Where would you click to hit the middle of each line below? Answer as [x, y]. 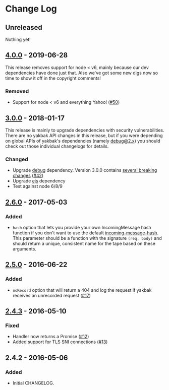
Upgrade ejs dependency [39, 181]
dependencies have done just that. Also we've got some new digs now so [81, 73]
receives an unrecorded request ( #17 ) [51, 295]
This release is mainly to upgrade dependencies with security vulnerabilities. [85, 130]
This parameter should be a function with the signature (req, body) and [87, 238]
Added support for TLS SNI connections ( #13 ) [60, 342]
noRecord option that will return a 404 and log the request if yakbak [82, 290]
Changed [17, 159]
